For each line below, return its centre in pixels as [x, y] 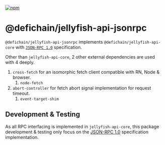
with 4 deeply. [20, 62]
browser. [22, 77]
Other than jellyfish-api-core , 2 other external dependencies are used [80, 57]
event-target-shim [39, 99]
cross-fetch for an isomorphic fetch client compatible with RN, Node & [86, 72]
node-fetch [32, 83]
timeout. [21, 93]
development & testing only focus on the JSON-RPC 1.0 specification [77, 132]
